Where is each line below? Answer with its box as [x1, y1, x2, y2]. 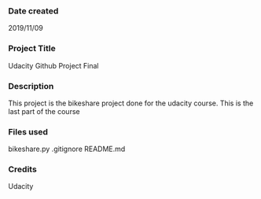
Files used [8, 126, 49, 137]
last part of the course [8, 106, 80, 116]
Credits [8, 164, 37, 175]
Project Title [8, 43, 57, 54]
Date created [8, 6, 59, 17]
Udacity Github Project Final [8, 61, 100, 70]
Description [8, 80, 54, 91]
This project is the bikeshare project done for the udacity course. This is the [8, 98, 254, 108]
